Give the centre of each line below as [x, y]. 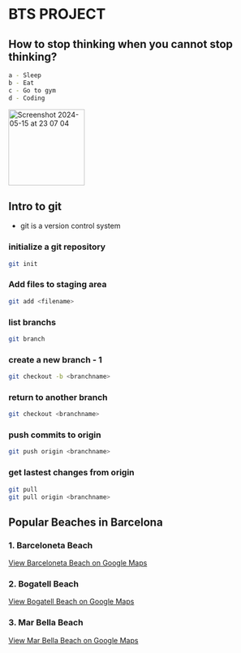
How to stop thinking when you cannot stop [121, 44]
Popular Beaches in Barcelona [86, 522]
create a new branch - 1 [56, 359]
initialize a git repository [57, 247]
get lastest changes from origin [72, 473]
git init [23, 264]
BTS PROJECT [57, 14]
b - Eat [22, 83]
